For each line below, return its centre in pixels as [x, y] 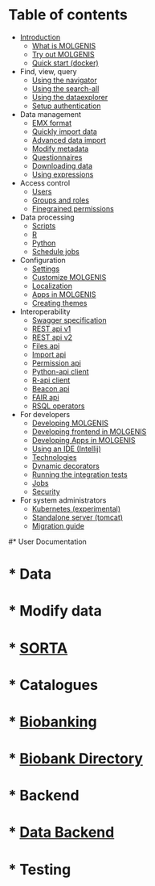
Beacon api [51, 388]
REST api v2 [52, 337]
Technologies [54, 457]
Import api [49, 354]
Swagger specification [69, 320]
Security [46, 491]
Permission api [57, 363]
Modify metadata [60, 148]
